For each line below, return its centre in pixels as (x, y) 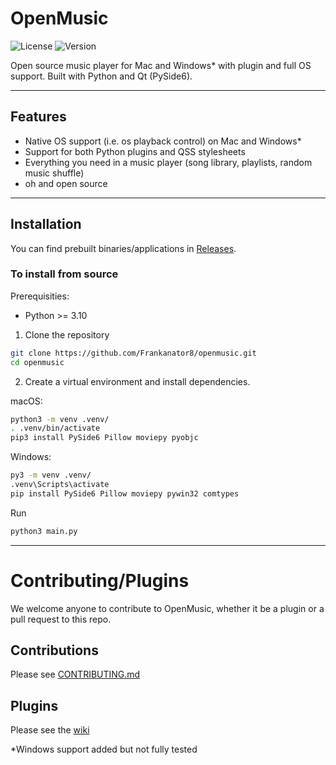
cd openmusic (37, 362)
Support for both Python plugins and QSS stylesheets (135, 151)
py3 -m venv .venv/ (51, 475)
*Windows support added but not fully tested (104, 749)
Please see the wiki (50, 730)
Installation (46, 224)
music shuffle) (54, 173)
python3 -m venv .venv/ (60, 419)
